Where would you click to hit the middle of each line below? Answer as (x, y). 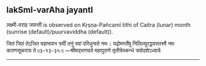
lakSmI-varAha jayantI (50, 10)
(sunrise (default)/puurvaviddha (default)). (60, 31)
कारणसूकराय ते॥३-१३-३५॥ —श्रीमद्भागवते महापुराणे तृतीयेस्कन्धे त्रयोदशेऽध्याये (83, 50)
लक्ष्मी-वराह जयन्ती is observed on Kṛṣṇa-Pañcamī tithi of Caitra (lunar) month (99, 24)
